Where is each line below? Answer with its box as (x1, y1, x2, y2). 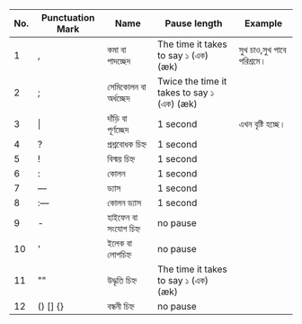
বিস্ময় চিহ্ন (107, 153, 136, 165)
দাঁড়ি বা (107, 112, 128, 124)
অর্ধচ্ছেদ (107, 92, 130, 104)
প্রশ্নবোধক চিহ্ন (107, 139, 147, 150)
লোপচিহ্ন (107, 248, 132, 260)
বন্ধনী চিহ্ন (107, 301, 135, 312)
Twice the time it (156, 76, 227, 87)
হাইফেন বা (107, 211, 138, 223)
